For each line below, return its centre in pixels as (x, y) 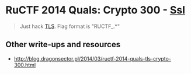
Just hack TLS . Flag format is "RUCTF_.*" (70, 26)
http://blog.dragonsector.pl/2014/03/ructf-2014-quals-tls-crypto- (93, 58)
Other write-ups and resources (63, 45)
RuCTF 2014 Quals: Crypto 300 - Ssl (95, 10)
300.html (25, 65)
